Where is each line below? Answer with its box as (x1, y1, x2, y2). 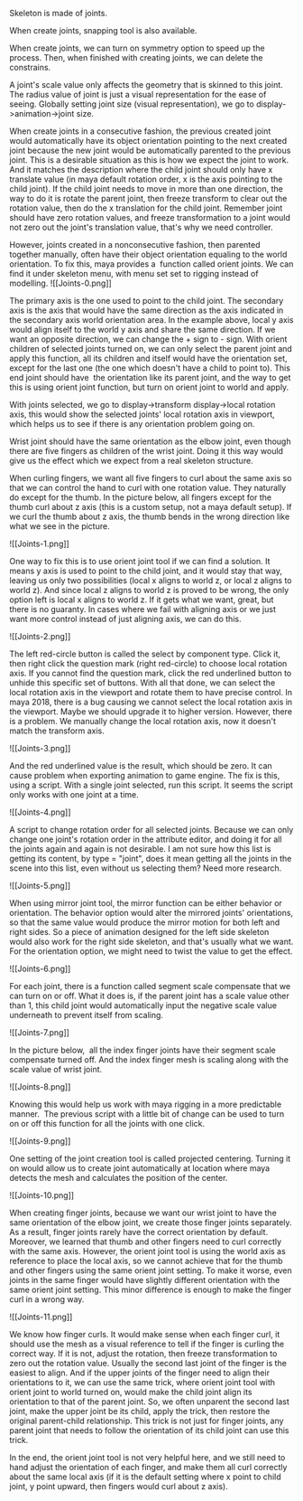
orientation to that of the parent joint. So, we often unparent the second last (9, 1396, 290, 1407)
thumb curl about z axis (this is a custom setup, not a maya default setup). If (9, 502, 292, 512)
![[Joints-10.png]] (9, 1190, 75, 1201)
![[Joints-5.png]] (9, 881, 71, 891)
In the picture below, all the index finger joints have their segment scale (9, 1044, 277, 1055)
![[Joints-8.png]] (9, 1081, 71, 1092)
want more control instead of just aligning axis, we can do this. (9, 614, 242, 624)
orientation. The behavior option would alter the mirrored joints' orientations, (9, 908, 294, 918)
